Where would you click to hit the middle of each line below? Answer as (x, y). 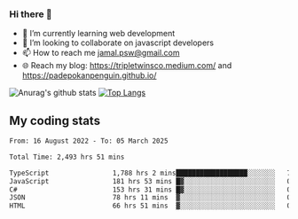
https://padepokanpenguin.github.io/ (89, 75)
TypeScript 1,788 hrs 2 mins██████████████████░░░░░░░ (142, 173)
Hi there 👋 (31, 14)
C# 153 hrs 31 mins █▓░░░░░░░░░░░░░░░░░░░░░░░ (142, 190)
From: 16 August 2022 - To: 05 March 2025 (89, 141)
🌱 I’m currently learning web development (98, 34)
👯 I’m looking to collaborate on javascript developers (118, 43)
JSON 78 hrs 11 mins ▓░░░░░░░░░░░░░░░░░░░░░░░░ (142, 198)
